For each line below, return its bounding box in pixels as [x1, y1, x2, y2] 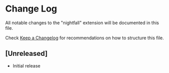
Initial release [12, 62, 40, 68]
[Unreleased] [5, 49, 48, 58]
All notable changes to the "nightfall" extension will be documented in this [5, 20, 159, 26]
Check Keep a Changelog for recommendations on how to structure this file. [5, 35, 164, 41]
